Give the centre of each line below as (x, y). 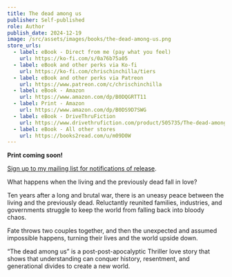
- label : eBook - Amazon (49, 90)
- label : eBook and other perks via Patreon (78, 78)
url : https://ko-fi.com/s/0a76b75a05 (74, 59)
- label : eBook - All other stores (65, 129)
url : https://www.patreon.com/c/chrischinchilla (91, 84)
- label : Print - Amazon (49, 104)
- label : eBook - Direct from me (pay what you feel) (92, 52)
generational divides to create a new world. (69, 266)
